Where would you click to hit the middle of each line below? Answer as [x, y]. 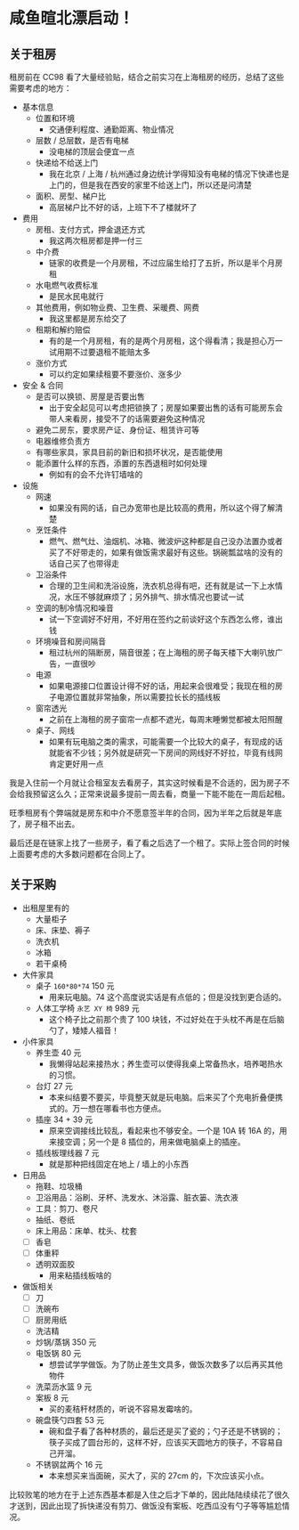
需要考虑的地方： [40, 88]
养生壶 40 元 [58, 1053]
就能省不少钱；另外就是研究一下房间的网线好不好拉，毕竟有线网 [166, 753]
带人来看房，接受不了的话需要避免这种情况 [127, 419]
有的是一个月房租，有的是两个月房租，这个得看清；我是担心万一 [166, 341]
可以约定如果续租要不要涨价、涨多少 [115, 374]
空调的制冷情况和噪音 [74, 608]
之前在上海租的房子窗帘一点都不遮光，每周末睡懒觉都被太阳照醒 [166, 719]
